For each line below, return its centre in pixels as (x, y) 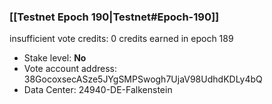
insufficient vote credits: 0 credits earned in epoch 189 (121, 39)
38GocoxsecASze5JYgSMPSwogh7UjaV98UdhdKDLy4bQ (143, 79)
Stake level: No (55, 58)
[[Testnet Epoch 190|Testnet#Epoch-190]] (114, 17)
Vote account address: (70, 69)
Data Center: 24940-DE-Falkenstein (98, 90)
